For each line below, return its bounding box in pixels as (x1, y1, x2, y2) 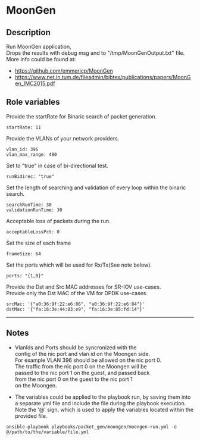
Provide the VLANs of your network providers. (6, 135, 120, 142)
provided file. (14, 412, 48, 420)
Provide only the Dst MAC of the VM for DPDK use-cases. (6, 289, 148, 296)
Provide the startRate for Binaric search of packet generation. (6, 112, 157, 120)
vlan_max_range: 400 (6, 151, 58, 158)
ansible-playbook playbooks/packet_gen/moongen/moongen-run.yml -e (6, 424, 177, 430)
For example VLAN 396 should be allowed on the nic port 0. (14, 356, 162, 364)
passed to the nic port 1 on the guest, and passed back (14, 369, 150, 376)
